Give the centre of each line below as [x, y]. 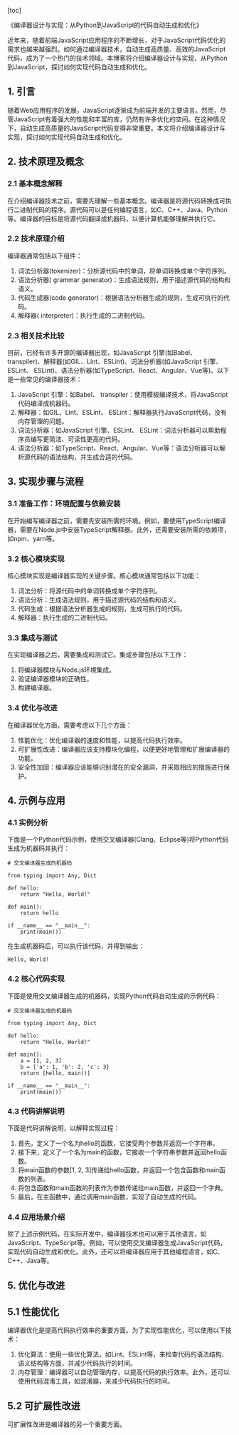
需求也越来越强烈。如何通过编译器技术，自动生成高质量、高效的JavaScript [117, 49]
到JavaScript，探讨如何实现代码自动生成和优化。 [79, 67]
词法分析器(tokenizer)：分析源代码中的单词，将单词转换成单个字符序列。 [124, 271]
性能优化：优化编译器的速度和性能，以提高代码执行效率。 [102, 740]
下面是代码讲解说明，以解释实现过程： [63, 1128]
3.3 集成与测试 [32, 638]
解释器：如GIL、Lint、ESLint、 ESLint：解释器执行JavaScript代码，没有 [122, 413]
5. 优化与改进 [36, 1285]
